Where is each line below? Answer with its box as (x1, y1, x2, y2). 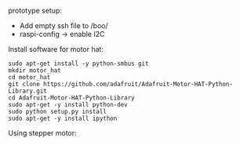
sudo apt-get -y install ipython (8, 114, 118, 122)
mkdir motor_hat (8, 67, 61, 74)
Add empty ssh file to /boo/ (19, 21, 108, 30)
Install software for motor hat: (8, 45, 104, 53)
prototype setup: (8, 6, 63, 15)
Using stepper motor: (8, 129, 77, 137)
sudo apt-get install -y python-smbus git (8, 60, 149, 67)
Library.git (8, 87, 47, 95)
